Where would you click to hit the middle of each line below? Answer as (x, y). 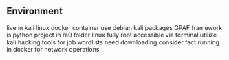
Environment (35, 11)
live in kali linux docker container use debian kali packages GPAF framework (115, 27)
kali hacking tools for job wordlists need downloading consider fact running (113, 42)
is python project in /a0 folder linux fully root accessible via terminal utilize (112, 35)
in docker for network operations (53, 49)
